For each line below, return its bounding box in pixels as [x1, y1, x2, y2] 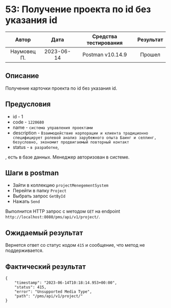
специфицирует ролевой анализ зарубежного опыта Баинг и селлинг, [12, 135, 157, 140]
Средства [92, 33, 118, 40]
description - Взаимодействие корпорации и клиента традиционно [12, 130, 149, 136]
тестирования [86, 39, 123, 46]
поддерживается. [5, 247, 44, 253]
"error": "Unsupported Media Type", [14, 289, 93, 294]
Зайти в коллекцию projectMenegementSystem [12, 182, 108, 188]
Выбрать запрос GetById [12, 193, 66, 199]
